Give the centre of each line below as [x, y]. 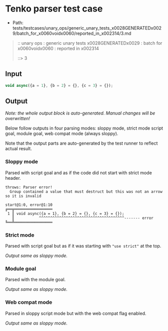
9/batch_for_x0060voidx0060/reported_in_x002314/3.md [72, 33]
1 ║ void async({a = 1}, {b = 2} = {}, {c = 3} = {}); [66, 213]
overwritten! [18, 119]
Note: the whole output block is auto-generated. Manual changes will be [80, 113]
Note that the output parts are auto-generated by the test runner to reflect [81, 143]
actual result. [19, 149]
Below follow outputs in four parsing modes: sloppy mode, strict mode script [84, 128]
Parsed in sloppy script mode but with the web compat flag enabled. [76, 313]
